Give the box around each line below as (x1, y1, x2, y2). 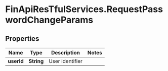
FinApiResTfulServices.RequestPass (5, 4, 163, 15)
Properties (5, 34, 39, 43)
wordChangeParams (5, 14, 94, 26)
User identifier (49, 58, 82, 64)
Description (51, 49, 80, 56)
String (28, 58, 44, 64)
